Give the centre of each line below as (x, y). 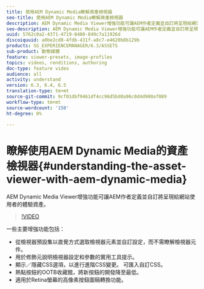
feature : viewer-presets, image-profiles (59, 57)
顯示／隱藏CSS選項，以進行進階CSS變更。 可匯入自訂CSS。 (90, 265)
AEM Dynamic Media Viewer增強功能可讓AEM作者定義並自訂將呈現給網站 (98, 197)
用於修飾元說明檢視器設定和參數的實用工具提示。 (76, 257)
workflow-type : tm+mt (34, 102)
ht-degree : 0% (24, 114)
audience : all (24, 74)
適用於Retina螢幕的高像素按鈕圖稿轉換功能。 (71, 280)
